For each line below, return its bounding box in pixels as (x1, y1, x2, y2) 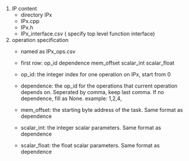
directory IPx (20, 11, 52, 18)
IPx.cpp (20, 18, 40, 24)
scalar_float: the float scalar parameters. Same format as (20, 142, 160, 149)
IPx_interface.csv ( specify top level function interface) (20, 30, 156, 37)
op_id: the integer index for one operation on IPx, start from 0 (20, 71, 171, 78)
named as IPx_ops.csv (20, 48, 76, 55)
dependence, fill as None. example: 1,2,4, (20, 95, 122, 102)
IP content (11, 5, 37, 12)
